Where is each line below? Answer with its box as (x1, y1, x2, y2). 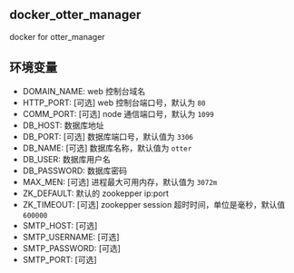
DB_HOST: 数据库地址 (22, 120, 104, 131)
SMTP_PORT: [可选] (22, 254, 97, 265)
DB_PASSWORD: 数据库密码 (22, 165, 128, 176)
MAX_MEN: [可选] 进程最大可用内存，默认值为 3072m (22, 176, 218, 187)
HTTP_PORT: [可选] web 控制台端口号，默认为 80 (22, 97, 206, 108)
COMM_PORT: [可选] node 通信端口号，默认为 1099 (22, 108, 215, 119)
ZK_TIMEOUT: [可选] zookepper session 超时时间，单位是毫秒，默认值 (22, 199, 286, 210)
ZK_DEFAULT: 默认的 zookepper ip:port (22, 188, 170, 199)
